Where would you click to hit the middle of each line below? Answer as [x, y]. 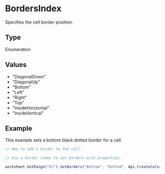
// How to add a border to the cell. [44, 149]
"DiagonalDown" [29, 76]
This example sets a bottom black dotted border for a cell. [64, 140]
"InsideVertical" [28, 113]
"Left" [18, 92]
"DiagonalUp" [26, 82]
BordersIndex [33, 9]
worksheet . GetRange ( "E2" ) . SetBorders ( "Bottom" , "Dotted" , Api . [71, 167]
